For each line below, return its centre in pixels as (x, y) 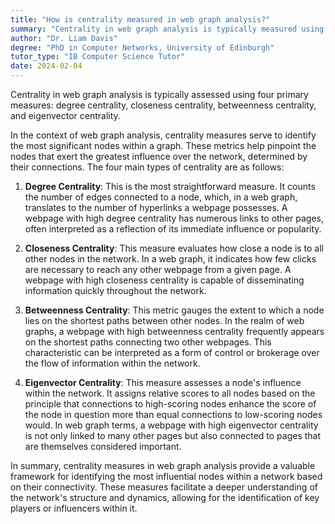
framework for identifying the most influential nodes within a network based (166, 476)
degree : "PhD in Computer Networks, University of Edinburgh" (142, 47)
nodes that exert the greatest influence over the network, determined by (159, 156)
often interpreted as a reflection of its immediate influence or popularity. (173, 229)
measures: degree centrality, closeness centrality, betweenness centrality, (163, 105)
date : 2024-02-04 (46, 66)
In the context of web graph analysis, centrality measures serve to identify (163, 135)
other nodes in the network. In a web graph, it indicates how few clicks (170, 259)
